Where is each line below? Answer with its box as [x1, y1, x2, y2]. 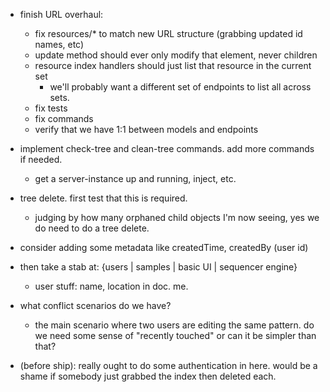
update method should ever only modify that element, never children [34, 49, 318, 61]
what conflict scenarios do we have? [19, 300, 172, 311]
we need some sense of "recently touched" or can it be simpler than [34, 330, 317, 341]
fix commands [34, 113, 94, 124]
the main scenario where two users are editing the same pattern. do [34, 319, 315, 331]
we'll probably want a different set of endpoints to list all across [49, 81, 312, 93]
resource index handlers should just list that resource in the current [34, 60, 312, 71]
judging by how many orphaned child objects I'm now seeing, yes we [34, 212, 320, 223]
